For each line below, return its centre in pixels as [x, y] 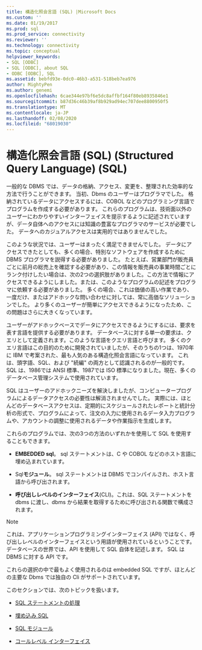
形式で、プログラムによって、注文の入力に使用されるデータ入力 [96, 413]
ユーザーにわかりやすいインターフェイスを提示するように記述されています [99, 216]
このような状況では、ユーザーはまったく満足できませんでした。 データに [96, 244]
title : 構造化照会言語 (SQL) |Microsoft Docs [61, 12]
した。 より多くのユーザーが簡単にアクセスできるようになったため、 [102, 304]
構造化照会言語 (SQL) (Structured [90, 156]
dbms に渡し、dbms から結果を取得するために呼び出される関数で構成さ [104, 502]
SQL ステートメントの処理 [47, 603]
